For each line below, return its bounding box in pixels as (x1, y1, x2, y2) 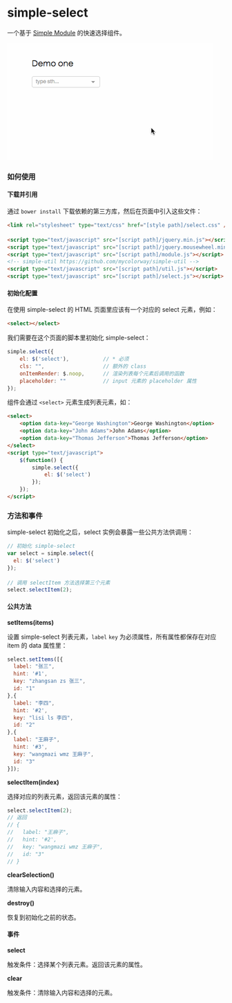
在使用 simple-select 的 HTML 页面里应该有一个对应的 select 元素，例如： (7, 305, 217, 314)
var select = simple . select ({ (7, 550, 95, 557)
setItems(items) (7, 618, 54, 626)
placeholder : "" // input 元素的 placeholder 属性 (19, 378, 197, 384)
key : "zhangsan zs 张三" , (13, 677, 86, 685)
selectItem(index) (7, 778, 60, 786)
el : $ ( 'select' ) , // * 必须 (19, 355, 129, 363)
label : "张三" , (13, 663, 55, 670)
